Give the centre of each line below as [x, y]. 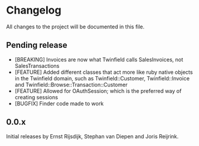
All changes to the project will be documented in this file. [76, 27]
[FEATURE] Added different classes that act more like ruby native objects [104, 72]
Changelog [34, 10]
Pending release [37, 45]
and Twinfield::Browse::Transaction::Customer [71, 85]
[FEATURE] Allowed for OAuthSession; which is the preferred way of [98, 91]
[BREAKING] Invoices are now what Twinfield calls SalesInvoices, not [99, 59]
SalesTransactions [37, 66]
